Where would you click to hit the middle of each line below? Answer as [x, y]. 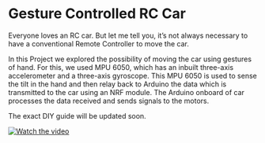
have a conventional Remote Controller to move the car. [99, 43]
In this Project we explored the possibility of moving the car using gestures [130, 59]
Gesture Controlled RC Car [97, 14]
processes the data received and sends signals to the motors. [109, 101]
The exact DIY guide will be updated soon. [77, 115]
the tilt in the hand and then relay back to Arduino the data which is [117, 84]
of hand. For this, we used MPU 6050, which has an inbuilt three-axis [121, 67]
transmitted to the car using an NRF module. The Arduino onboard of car [127, 92]
